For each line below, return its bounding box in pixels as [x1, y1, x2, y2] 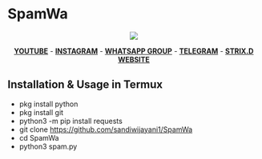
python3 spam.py [18, 141, 78, 151]
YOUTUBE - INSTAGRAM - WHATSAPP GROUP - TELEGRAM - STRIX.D [14, 46, 254, 56]
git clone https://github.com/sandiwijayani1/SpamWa [18, 125, 193, 134]
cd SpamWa [18, 133, 59, 142]
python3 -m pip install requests [18, 116, 123, 125]
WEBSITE [118, 54, 150, 64]
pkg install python [18, 99, 79, 109]
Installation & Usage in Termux [7, 78, 163, 92]
